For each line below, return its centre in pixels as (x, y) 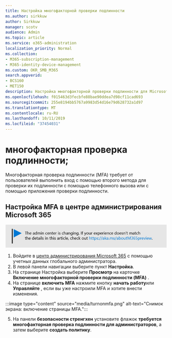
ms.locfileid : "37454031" (33, 124)
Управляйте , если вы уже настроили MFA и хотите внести (77, 288)
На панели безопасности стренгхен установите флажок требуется (87, 319)
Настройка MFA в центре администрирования (84, 207)
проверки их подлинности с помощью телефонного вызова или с (77, 185)
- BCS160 (15, 81)
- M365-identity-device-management (43, 65)
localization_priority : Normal (39, 49)
